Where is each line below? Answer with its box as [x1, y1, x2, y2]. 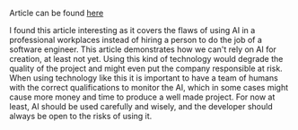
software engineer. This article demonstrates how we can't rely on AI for [9, 44, 276, 55]
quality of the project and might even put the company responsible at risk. [9, 63, 283, 74]
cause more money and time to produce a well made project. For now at [9, 91, 276, 102]
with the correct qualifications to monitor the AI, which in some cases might [9, 82, 289, 92]
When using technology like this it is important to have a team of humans [9, 73, 278, 83]
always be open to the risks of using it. [9, 111, 153, 121]
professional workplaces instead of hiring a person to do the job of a [9, 35, 263, 45]
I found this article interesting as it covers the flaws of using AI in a [9, 25, 256, 35]
